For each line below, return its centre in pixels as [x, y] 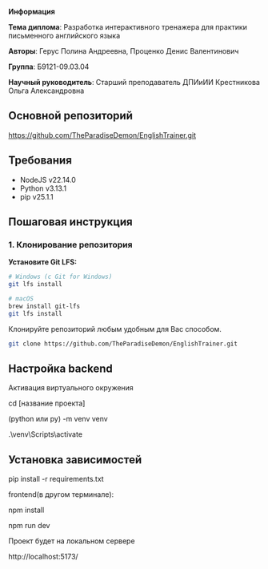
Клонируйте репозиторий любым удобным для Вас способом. [115, 329]
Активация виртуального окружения [71, 388]
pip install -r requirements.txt [56, 479]
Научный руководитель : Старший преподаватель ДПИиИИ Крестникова [134, 82]
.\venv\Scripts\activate [45, 434]
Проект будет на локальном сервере [72, 541]
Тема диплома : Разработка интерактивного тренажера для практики [128, 27]
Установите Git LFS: [43, 262]
